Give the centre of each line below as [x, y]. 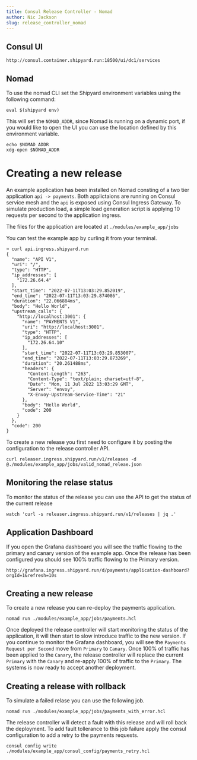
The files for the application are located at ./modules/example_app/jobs [93, 226]
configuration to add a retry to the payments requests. [72, 735]
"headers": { [38, 368]
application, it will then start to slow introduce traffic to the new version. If [96, 636]
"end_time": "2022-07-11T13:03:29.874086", [66, 296]
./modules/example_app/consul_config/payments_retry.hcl [78, 751]
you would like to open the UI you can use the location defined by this [91, 127]
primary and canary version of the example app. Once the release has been [99, 553]
